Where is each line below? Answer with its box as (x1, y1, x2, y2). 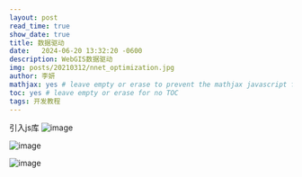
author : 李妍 (9, 72, 56, 81)
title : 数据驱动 (9, 38, 65, 48)
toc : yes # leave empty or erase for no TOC (9, 88, 179, 97)
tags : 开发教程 (9, 96, 61, 106)
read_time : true (9, 22, 70, 31)
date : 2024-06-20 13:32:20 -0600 (9, 47, 143, 56)
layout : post (9, 13, 58, 22)
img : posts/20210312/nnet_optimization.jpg (9, 64, 175, 73)
